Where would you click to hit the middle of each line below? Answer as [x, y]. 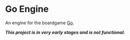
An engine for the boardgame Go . [40, 23]
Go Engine [27, 9]
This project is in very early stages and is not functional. [65, 32]
